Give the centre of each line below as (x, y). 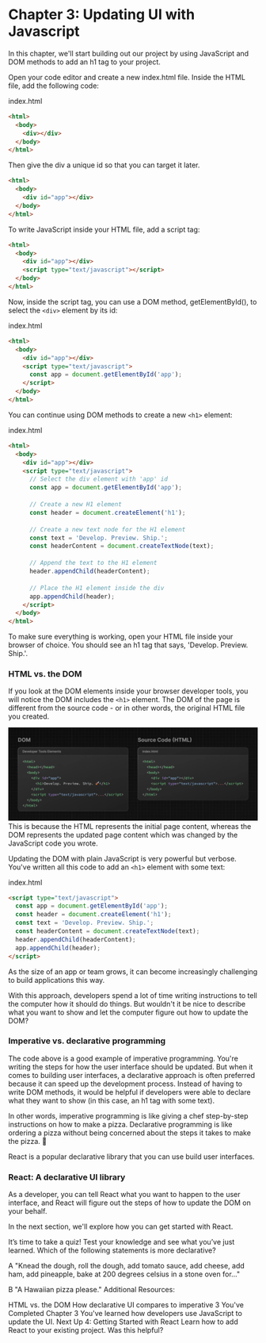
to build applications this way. (57, 980)
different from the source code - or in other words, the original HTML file (127, 708)
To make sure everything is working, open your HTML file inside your (121, 637)
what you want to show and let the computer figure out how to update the (128, 1012)
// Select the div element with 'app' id (99, 479)
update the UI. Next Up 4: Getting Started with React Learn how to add (123, 1322)
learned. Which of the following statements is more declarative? (112, 1250)
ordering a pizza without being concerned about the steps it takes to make (130, 1133)
